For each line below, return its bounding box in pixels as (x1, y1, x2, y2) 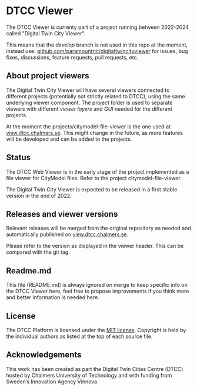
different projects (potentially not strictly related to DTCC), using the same (6, 92, 185, 100)
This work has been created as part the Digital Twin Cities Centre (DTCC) (6, 365, 183, 372)
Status (6, 153, 31, 163)
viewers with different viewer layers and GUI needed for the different (6, 105, 172, 112)
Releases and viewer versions (6, 209, 118, 219)
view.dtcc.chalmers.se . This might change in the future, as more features (6, 129, 183, 136)
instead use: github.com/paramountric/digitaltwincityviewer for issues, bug (6, 47, 188, 54)
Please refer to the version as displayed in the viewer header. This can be (6, 243, 184, 250)
